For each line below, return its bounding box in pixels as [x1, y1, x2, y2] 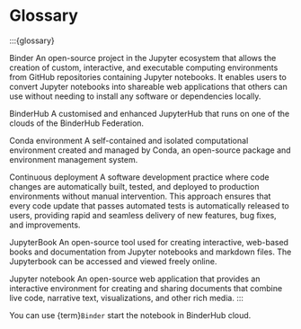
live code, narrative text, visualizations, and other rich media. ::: [9, 292, 244, 303]
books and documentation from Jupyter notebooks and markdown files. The [9, 246, 292, 257]
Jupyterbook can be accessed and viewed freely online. [9, 255, 217, 266]
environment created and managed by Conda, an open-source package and [9, 145, 291, 156]
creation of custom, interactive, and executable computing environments [9, 62, 279, 73]
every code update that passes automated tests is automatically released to [9, 200, 289, 211]
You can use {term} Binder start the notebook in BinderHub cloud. [9, 309, 252, 320]
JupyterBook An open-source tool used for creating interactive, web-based [9, 236, 289, 247]
